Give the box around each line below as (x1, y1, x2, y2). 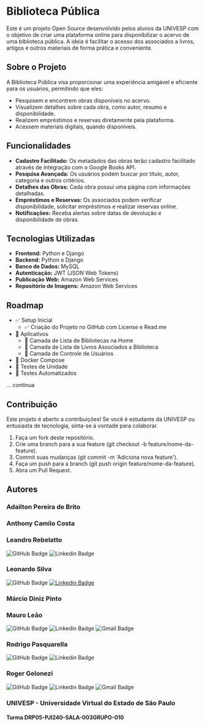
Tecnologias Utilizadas (6, 233, 95, 244)
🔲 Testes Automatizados (15, 370, 77, 377)
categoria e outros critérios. (15, 176, 86, 184)
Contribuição (6, 399, 58, 410)
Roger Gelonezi (6, 669, 53, 678)
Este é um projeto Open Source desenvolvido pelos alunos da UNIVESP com (6, 25, 199, 32)
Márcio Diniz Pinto (6, 594, 62, 603)
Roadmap (6, 300, 44, 311)
